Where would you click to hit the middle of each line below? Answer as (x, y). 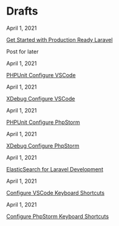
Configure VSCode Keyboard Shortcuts (56, 193)
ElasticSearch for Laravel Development (55, 169)
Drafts (22, 11)
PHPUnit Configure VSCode (41, 75)
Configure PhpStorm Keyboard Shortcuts (58, 216)
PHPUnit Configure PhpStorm (43, 122)
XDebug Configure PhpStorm (43, 146)
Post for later (22, 51)
